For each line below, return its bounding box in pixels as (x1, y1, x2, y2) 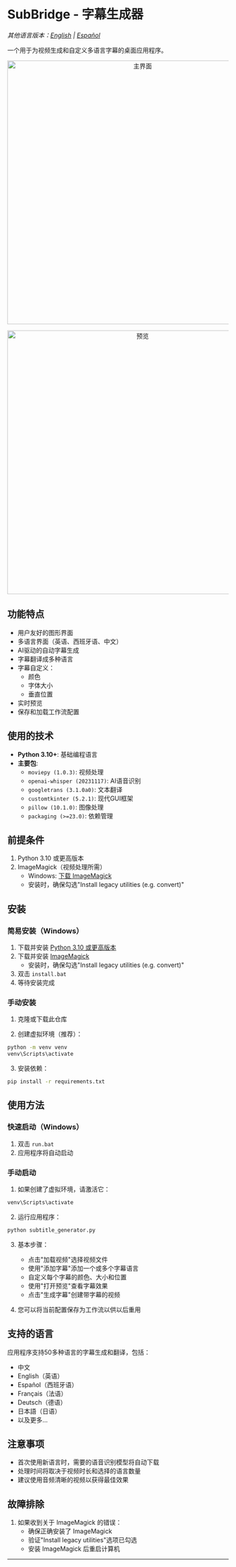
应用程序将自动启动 (17, 1148, 74, 1157)
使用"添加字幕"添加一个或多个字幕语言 (27, 1264, 139, 1272)
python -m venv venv (7, 1044, 68, 1051)
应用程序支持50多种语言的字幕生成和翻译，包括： (7, 1348, 151, 1356)
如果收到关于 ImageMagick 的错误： (17, 1518, 122, 1527)
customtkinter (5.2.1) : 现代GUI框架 (27, 794, 133, 802)
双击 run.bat (17, 1139, 54, 1148)
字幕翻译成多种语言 (17, 655, 74, 663)
